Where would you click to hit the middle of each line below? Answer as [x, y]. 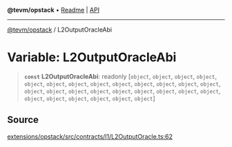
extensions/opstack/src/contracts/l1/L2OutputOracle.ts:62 [90, 136]
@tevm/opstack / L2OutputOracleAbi [60, 30]
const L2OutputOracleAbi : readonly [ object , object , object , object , [120, 76]
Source [23, 120]
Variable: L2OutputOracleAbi [92, 57]
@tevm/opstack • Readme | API [54, 10]
